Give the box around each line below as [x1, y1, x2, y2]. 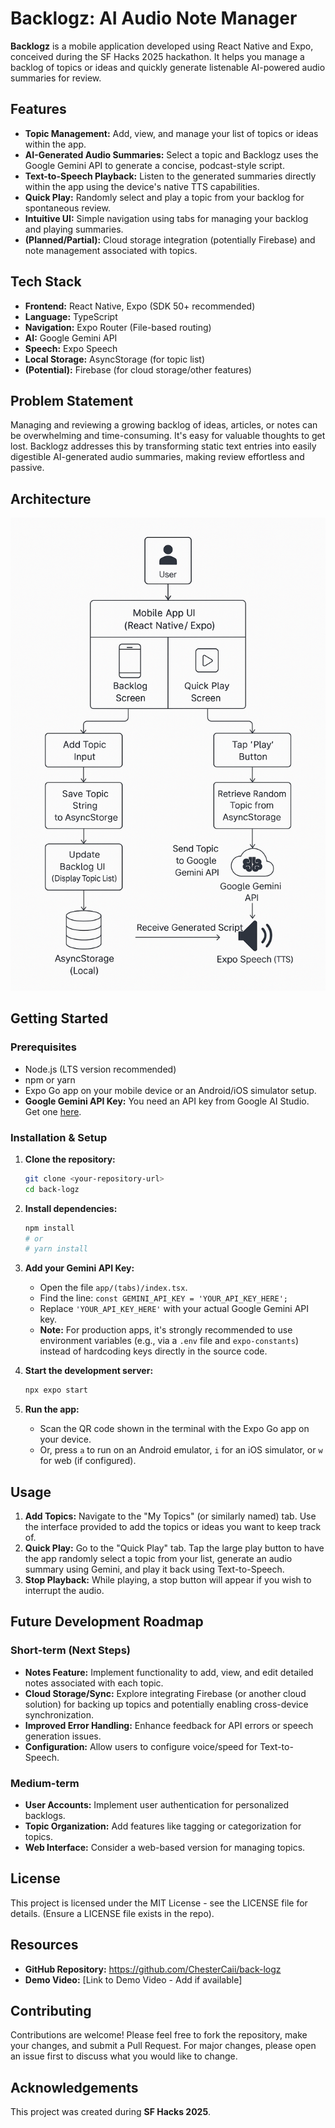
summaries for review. [10, 72, 102, 84]
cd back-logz [24, 1184, 80, 1194]
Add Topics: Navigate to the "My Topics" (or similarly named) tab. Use [24, 1510, 317, 1522]
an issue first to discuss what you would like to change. [10, 2050, 238, 2062]
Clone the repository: [24, 1153, 116, 1165]
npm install [24, 1223, 75, 1233]
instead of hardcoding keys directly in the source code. [39, 1345, 268, 1357]
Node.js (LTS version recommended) [24, 1063, 177, 1075]
